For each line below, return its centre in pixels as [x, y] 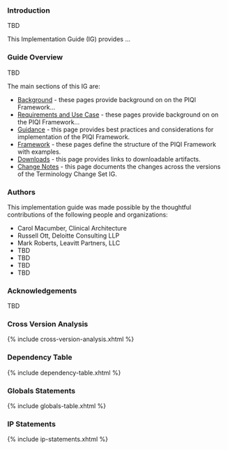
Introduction [29, 10]
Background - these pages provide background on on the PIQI [107, 99]
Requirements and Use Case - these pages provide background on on [118, 115]
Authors [22, 192]
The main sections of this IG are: [54, 86]
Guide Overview [35, 57]
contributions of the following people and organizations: [88, 215]
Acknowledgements [42, 291]
